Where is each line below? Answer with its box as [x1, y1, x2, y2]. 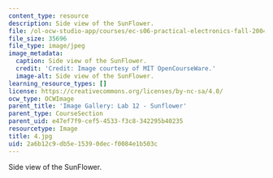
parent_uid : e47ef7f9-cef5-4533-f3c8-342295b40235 [8, 117, 184, 125]
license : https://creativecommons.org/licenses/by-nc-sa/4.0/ [8, 87, 223, 95]
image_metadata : [8, 49, 63, 57]
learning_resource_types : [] [8, 79, 107, 87]
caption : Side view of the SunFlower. [15, 57, 148, 66]
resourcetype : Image [8, 125, 79, 133]
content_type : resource [8, 11, 89, 20]
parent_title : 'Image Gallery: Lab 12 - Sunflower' [8, 102, 187, 110]
